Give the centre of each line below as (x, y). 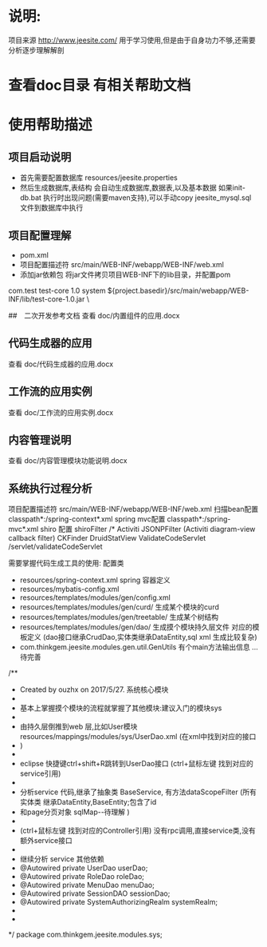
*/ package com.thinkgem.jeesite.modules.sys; (85, 935)
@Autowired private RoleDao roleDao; (82, 877)
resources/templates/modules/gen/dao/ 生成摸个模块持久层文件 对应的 (136, 627)
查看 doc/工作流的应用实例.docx (61, 412)
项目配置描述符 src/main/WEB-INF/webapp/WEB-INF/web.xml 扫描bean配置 (133, 509)
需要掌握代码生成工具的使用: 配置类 (66, 563)
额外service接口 (46, 841)
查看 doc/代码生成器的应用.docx (61, 364)
